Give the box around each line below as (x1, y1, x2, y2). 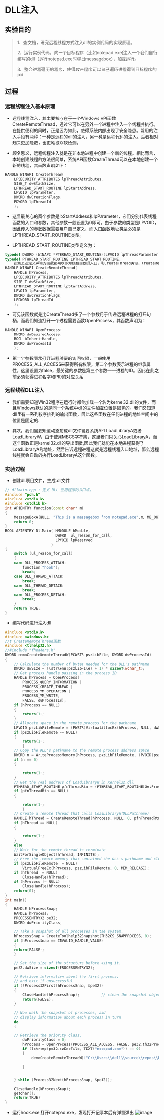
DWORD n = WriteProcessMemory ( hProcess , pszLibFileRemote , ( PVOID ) (14, 753, 154, 758)
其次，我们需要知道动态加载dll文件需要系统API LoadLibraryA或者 (12, 428, 142, 433)
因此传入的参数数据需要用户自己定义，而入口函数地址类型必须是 (12, 226, 141, 232)
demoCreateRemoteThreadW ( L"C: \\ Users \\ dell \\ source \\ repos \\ (31, 1055, 159, 1060)
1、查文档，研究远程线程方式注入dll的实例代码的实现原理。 (17, 40, 135, 45)
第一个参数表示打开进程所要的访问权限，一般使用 (12, 355, 111, 361)
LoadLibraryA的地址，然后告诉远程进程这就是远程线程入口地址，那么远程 (12, 446, 159, 452)
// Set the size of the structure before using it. (14, 961, 121, 966)
